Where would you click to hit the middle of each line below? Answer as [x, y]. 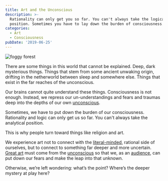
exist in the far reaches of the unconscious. [50, 82]
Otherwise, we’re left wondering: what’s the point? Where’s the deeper [77, 167]
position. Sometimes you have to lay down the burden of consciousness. [87, 24]
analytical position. [24, 122]
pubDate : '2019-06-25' [29, 42]
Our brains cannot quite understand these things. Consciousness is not [78, 92]
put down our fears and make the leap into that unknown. [64, 158]
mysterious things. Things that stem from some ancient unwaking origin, [80, 71]
